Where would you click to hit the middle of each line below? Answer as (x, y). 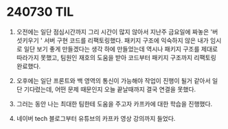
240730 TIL (40, 12)
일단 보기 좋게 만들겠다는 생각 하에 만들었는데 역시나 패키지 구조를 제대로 (121, 49)
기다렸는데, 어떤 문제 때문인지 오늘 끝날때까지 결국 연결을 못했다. (110, 89)
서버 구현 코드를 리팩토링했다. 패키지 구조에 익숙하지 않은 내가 (126, 40)
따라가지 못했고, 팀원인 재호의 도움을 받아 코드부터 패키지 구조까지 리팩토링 (116, 57)
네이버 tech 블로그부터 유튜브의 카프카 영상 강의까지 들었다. (96, 118)
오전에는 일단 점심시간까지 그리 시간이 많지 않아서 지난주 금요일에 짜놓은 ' (114, 32)
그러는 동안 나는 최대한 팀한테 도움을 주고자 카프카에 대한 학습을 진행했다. (114, 104)
